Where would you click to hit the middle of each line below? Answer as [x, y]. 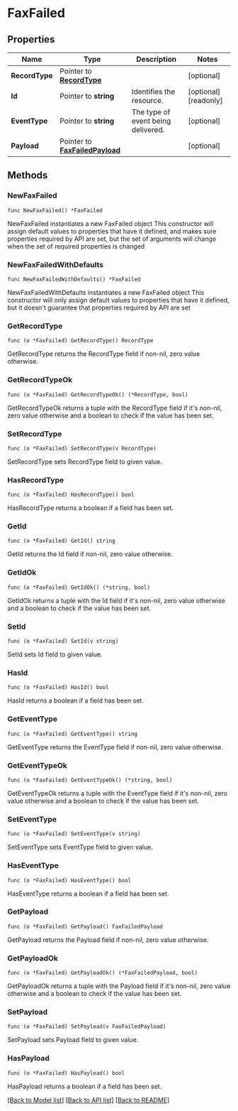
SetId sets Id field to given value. [55, 654]
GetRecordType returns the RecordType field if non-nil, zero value [104, 354]
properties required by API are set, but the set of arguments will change [112, 239]
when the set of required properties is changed [76, 246]
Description [157, 59]
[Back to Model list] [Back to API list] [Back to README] [89, 1100]
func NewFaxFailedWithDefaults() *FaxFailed [74, 279]
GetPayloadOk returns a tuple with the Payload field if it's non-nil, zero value [119, 986]
